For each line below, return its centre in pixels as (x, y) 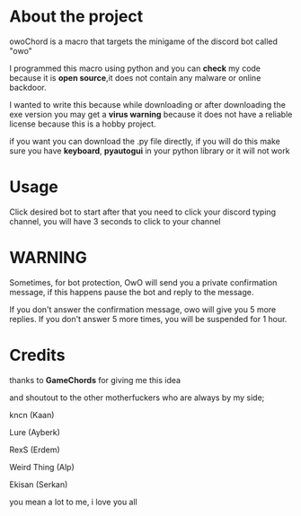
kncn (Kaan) (32, 415)
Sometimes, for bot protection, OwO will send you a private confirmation (143, 282)
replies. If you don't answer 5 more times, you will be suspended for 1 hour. (148, 319)
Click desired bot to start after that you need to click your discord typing (143, 212)
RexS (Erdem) (35, 450)
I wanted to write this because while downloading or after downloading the (147, 104)
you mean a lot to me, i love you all (73, 502)
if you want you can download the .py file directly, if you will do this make (145, 141)
